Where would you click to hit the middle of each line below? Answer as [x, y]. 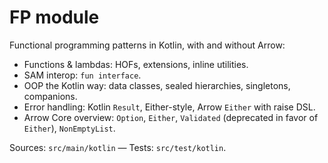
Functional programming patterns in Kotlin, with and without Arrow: [147, 45]
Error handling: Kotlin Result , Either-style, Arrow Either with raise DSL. [169, 107]
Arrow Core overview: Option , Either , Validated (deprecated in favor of [171, 117]
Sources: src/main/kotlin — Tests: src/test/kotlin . [118, 147]
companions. [50, 96]
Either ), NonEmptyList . [69, 128]
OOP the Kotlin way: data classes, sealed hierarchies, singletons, [157, 85]
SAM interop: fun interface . [82, 75]
